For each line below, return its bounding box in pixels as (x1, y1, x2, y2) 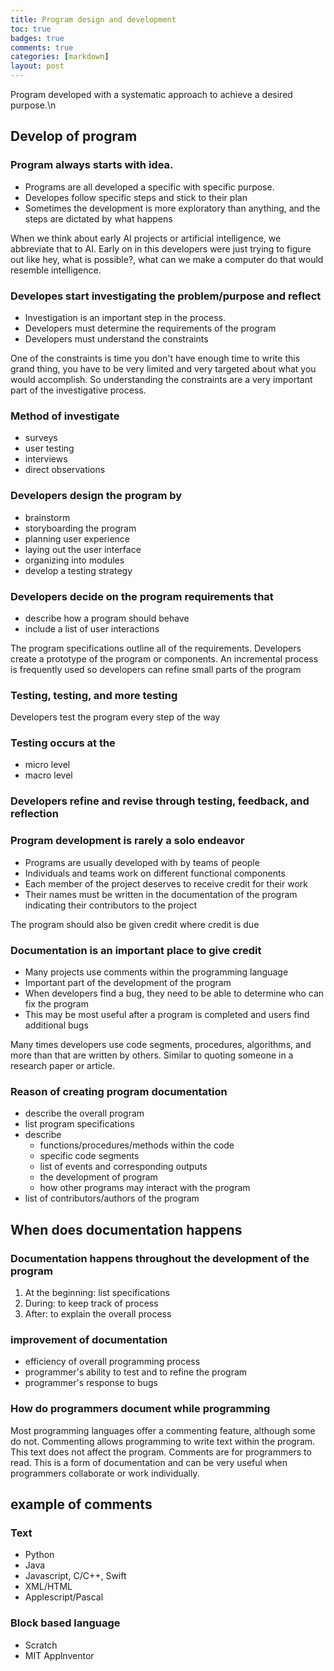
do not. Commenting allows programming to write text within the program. (10, 1435, 316, 1447)
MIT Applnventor (24, 1649, 95, 1661)
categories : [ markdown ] (10, 52, 110, 62)
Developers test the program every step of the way (10, 711, 221, 723)
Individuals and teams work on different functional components (24, 867, 286, 879)
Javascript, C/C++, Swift (24, 1570, 127, 1582)
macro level (24, 769, 73, 781)
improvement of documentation (10, 1332, 168, 1346)
